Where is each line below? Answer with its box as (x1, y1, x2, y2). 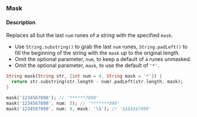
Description (6, 19, 36, 26)
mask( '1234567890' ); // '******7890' (6, 95, 99, 101)
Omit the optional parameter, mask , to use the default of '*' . (14, 62, 159, 69)
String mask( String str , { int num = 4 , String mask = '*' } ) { (6, 73, 162, 79)
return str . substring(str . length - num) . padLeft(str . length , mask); (11, 79, 183, 85)
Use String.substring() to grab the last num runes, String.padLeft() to (14, 43, 188, 51)
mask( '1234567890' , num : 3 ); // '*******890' (6, 100, 120, 106)
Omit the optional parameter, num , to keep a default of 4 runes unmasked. (14, 56, 192, 63)
